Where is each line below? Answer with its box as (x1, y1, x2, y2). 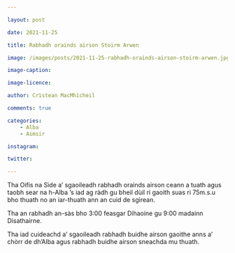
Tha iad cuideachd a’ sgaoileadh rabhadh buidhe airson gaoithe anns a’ (7, 230, 213, 238)
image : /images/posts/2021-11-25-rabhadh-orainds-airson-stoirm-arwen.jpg (7, 54, 230, 62)
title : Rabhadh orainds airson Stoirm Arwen (7, 41, 139, 49)
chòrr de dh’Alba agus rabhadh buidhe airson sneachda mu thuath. (7, 238, 200, 246)
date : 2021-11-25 (7, 29, 58, 36)
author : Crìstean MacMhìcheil (7, 92, 96, 99)
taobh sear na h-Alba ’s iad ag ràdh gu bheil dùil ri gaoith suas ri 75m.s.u (7, 188, 215, 196)
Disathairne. (7, 217, 42, 225)
